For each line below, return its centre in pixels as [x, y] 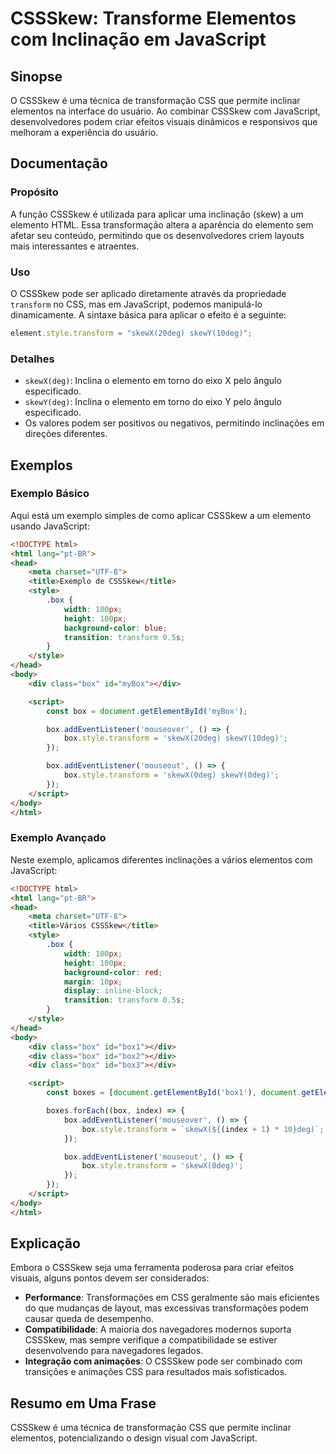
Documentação [59, 163]
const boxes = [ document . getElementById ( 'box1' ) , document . [174, 1093]
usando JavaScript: [50, 526]
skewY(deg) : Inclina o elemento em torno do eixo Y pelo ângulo [153, 402]
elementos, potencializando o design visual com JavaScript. [134, 1438]
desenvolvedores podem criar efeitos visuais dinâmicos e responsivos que [164, 121]
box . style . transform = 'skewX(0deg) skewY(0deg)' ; [171, 775]
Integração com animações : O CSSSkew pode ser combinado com [163, 1361]
